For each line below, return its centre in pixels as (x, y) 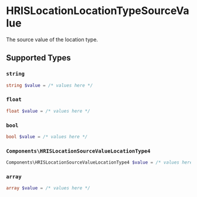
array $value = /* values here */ (48, 188)
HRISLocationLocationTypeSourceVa (98, 11)
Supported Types (39, 58)
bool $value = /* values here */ (47, 137)
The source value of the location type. (52, 39)
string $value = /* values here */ (50, 85)
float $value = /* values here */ (48, 111)
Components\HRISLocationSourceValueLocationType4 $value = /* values (93, 162)
